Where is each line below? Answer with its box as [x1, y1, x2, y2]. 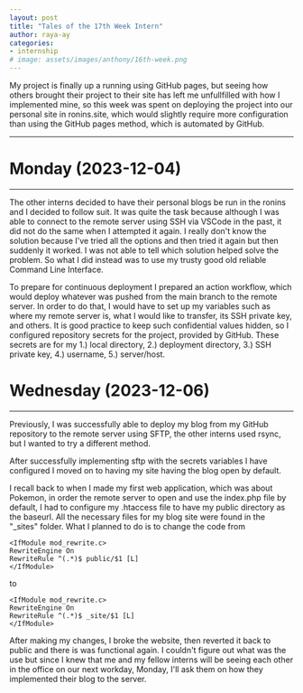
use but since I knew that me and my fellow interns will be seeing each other [9, 654, 294, 665]
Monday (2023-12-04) [9, 159, 182, 179]
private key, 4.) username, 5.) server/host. [9, 349, 165, 360]
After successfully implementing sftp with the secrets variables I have [9, 455, 268, 466]
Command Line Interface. [9, 264, 104, 275]
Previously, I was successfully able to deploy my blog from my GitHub [9, 418, 269, 429]
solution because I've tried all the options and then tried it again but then [9, 235, 280, 246]
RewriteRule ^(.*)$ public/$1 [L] [9, 554, 140, 563]
